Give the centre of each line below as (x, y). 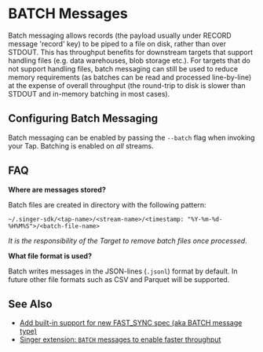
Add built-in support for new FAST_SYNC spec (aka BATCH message (131, 323)
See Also (30, 304)
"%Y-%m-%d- (205, 219)
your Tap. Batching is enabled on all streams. (81, 145)
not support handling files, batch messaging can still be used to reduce (123, 68)
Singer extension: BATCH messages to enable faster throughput (120, 339)
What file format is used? (50, 255)
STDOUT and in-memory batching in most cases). (89, 93)
